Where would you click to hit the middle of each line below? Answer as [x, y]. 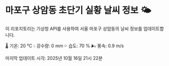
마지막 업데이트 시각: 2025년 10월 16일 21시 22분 [54, 58]
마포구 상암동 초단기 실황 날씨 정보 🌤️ [78, 10]
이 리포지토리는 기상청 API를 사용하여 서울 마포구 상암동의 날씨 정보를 [74, 28]
